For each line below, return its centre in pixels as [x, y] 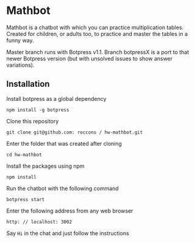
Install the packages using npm [45, 166]
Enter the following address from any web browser [70, 211]
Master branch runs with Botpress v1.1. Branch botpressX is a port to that [98, 52]
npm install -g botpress [38, 110]
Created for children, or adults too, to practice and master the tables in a [97, 33]
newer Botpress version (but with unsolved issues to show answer [90, 58]
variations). [20, 65]
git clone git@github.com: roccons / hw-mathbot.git [75, 132]
